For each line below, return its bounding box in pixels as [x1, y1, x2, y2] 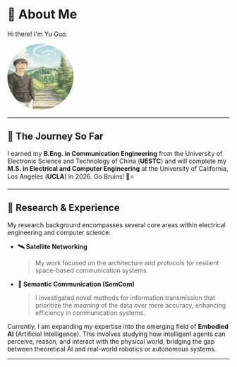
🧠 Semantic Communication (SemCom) [17, 279, 135, 288]
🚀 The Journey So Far [7, 131, 104, 143]
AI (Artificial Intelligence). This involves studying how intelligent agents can [7, 330, 226, 338]
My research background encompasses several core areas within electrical [7, 220, 226, 229]
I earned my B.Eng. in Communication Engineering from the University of [7, 149, 223, 157]
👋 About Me [7, 6, 78, 23]
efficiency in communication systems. [35, 308, 146, 317]
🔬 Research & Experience [7, 202, 120, 214]
